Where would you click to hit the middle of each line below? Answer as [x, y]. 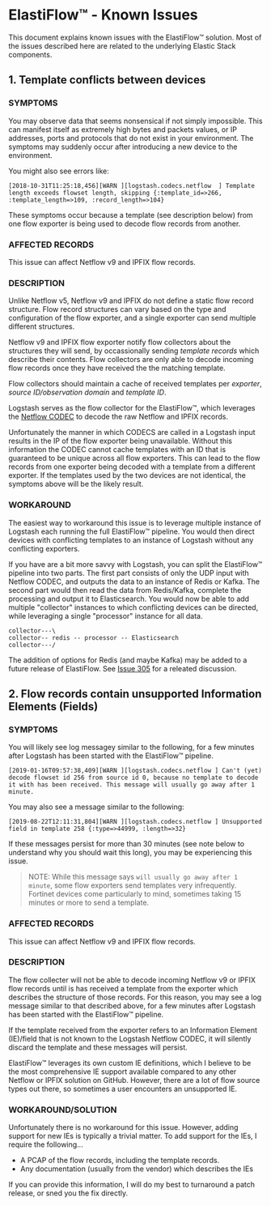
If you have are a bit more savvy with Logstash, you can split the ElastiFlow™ [135, 564]
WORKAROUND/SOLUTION [63, 1110]
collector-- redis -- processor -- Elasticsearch [94, 637]
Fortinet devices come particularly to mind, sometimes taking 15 [135, 894]
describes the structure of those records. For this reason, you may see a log [135, 997]
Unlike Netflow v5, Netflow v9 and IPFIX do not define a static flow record [131, 300]
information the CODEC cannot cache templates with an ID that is [117, 450]
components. [30, 54]
